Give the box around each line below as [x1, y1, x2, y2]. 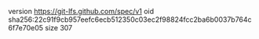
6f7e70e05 [8, 23, 44, 32]
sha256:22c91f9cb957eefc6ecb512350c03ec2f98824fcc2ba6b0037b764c [8, 15, 253, 24]
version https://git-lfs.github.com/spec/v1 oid [8, 7, 155, 16]
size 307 [45, 23, 73, 32]
